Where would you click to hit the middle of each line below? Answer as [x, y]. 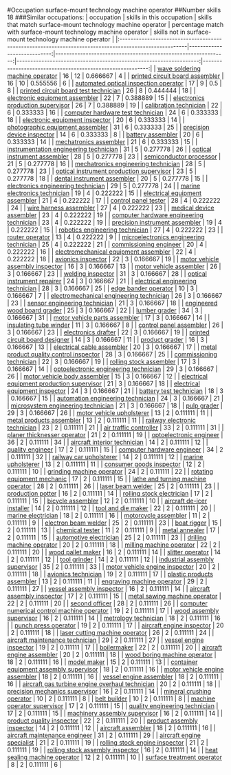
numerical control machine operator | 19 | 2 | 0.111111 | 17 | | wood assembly [113, 611]
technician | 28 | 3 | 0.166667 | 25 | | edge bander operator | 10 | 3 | [102, 288]
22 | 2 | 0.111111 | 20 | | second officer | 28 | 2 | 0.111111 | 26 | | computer [107, 603]
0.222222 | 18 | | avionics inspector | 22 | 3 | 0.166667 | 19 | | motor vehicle [113, 259]
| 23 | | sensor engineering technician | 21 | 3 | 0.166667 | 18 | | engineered [112, 303]
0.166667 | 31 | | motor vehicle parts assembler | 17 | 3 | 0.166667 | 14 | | [109, 318]
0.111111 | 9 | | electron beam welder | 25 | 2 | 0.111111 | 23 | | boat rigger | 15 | [114, 523]
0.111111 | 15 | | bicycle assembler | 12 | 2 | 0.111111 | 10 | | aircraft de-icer [107, 501]
